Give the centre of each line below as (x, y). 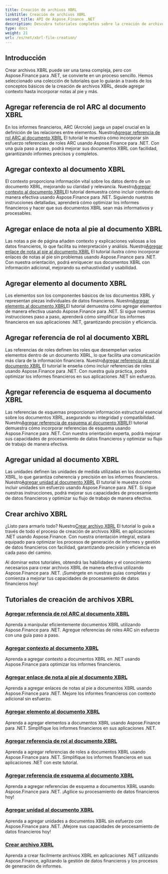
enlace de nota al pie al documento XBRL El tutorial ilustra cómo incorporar (82, 252)
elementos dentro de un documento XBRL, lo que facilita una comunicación (83, 355)
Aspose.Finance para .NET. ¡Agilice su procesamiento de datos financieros (82, 792)
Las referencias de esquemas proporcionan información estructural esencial (84, 412)
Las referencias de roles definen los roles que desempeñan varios (73, 350)
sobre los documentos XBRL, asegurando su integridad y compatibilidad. (80, 417)
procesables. (18, 213)
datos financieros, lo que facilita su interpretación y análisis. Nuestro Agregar (84, 246)
